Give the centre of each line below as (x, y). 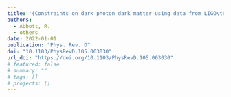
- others (26, 32)
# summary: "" (27, 70)
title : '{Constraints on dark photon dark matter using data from (104, 13)
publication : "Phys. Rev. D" (49, 45)
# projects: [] (29, 83)
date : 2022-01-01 (32, 39)
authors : (20, 20)
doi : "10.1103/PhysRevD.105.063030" (59, 52)
